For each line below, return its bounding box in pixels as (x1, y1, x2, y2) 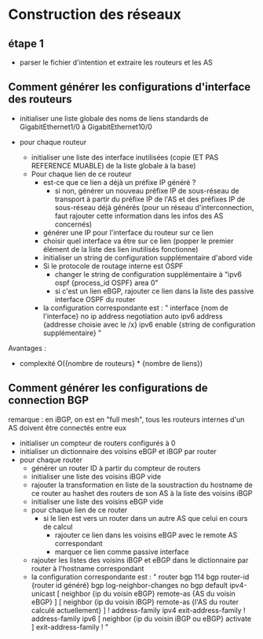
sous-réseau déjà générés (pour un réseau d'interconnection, (54, 202, 254, 212)
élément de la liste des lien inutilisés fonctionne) (42, 244, 199, 253)
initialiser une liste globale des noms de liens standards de (19, 113, 209, 123)
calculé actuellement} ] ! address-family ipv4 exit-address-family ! (31, 605, 246, 615)
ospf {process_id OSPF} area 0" (54, 278, 159, 287)
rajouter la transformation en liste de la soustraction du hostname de (31, 480, 253, 489)
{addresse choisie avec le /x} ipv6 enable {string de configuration (42, 319, 256, 329)
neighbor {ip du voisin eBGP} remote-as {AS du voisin (61, 589, 236, 598)
